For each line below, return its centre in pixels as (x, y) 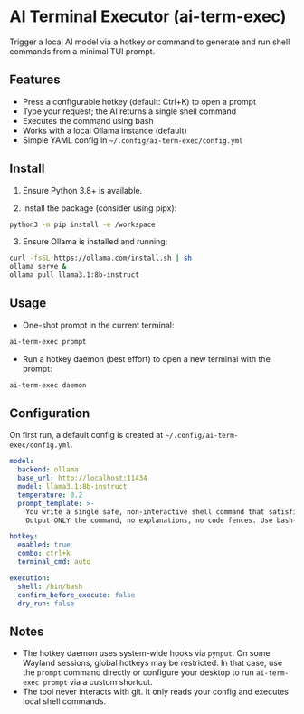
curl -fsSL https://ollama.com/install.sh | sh (101, 258)
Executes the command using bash (88, 120)
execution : (30, 578)
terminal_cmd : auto (54, 562)
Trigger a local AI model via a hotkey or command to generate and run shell (150, 42)
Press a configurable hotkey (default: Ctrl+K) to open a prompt (139, 101)
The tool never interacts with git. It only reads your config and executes (156, 692)
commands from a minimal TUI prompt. (82, 51)
